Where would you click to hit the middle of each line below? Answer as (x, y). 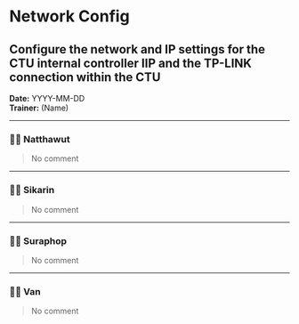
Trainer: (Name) (39, 108)
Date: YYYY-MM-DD (47, 98)
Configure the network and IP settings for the (137, 49)
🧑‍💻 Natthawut (40, 139)
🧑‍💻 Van (25, 291)
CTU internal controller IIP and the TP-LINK (130, 63)
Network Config (70, 16)
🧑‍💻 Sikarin (32, 190)
